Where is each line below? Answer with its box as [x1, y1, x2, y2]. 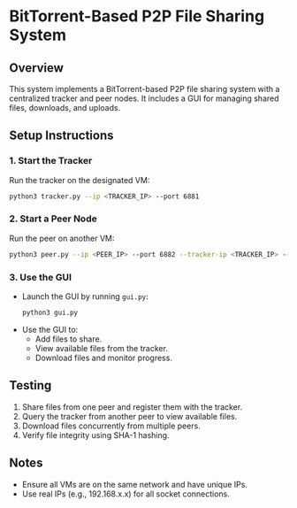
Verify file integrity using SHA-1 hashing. [21, 429, 170, 440]
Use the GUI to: [21, 324, 79, 335]
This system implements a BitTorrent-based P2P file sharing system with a [9, 84, 280, 94]
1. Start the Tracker [9, 155, 93, 167]
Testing [9, 378, 52, 393]
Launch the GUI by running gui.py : [21, 291, 148, 302]
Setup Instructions [9, 128, 114, 143]
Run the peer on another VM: [9, 233, 115, 243]
